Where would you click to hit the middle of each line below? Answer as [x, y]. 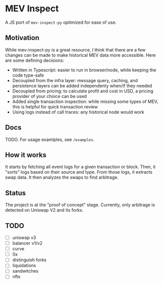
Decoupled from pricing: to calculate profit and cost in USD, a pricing [83, 91]
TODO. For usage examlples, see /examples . [50, 140]
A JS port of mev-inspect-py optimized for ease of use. [61, 22]
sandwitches [25, 271]
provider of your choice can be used [50, 96]
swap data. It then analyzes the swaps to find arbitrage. [62, 177]
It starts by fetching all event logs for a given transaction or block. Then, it [81, 167]
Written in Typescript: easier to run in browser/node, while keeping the [84, 70]
